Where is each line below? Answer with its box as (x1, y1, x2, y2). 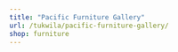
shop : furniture (9, 29, 69, 38)
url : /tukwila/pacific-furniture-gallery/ (9, 21, 169, 30)
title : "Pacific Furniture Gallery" (9, 12, 145, 22)
